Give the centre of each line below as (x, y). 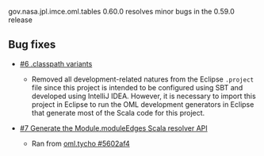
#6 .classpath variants (56, 63)
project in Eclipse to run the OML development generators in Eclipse (143, 104)
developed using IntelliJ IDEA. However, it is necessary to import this (143, 96)
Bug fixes (32, 45)
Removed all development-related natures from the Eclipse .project (143, 79)
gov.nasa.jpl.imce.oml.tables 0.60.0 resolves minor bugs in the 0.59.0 (122, 11)
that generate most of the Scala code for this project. (118, 112)
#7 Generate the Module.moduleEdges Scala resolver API (113, 128)
